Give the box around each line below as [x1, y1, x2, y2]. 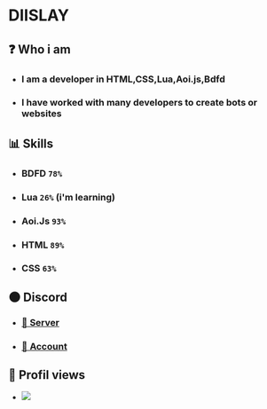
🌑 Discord [8, 289, 67, 304]
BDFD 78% [20, 167, 63, 179]
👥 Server [20, 316, 59, 328]
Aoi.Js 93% [20, 215, 67, 227]
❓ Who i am [8, 42, 72, 57]
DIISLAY [8, 5, 70, 26]
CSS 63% [20, 263, 57, 275]
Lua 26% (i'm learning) [20, 191, 116, 203]
